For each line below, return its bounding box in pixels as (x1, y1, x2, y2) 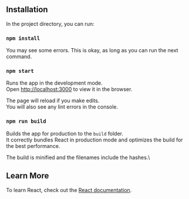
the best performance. (6, 142, 60, 149)
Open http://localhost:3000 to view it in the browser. (6, 86, 133, 93)
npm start (6, 68, 34, 75)
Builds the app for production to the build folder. (6, 130, 124, 137)
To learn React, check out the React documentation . (6, 186, 132, 193)
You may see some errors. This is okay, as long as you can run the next (6, 47, 178, 54)
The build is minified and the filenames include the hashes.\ (6, 154, 150, 161)
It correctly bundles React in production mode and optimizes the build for (6, 136, 183, 143)
